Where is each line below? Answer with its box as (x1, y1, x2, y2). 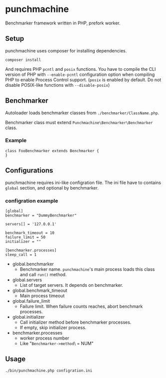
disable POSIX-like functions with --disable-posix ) (5, 82, 110, 88)
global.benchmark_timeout (12, 287, 67, 293)
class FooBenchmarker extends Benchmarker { (5, 148, 99, 153)
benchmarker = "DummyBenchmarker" (5, 213, 77, 218)
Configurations (5, 166, 53, 175)
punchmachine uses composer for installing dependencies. (5, 47, 127, 53)
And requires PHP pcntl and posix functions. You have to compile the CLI (5, 66, 156, 72)
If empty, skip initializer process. (19, 324, 87, 330)
